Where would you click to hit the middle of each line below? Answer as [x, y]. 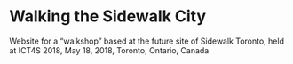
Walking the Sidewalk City [108, 16]
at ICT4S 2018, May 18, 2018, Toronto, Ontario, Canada [109, 50]
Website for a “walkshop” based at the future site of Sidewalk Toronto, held [146, 41]
